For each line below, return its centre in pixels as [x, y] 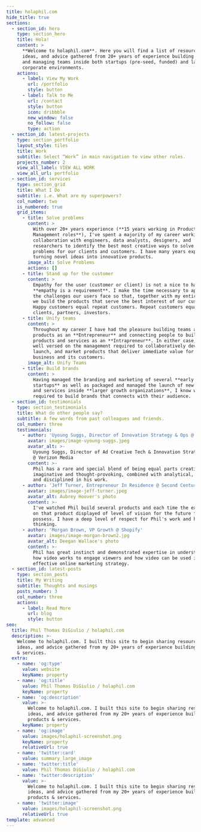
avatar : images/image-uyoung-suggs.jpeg [79, 441]
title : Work [32, 151]
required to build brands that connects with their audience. [112, 396]
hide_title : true [28, 17]
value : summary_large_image [57, 759]
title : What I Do [39, 190]
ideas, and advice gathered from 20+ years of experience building [108, 56]
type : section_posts [42, 575]
